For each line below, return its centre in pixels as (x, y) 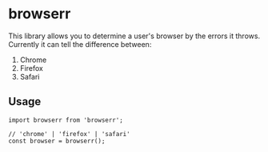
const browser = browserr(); (57, 141)
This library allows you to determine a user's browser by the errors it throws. (134, 36)
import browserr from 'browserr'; (66, 120)
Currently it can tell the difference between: (80, 44)
